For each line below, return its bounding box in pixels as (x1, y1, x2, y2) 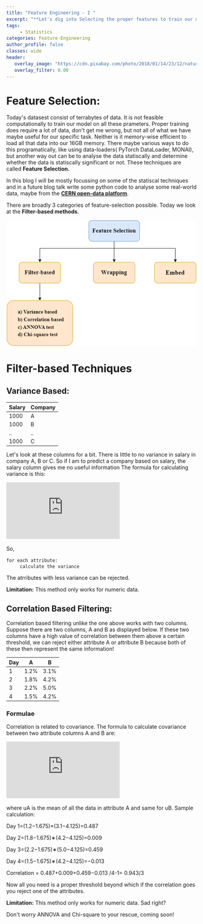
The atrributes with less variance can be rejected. (6, 574, 130, 582)
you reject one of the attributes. (6, 888, 85, 895)
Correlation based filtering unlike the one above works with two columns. (6, 620, 188, 627)
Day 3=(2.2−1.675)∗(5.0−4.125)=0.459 (6, 846, 103, 853)
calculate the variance (19, 564, 80, 570)
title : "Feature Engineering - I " (6, 10, 96, 16)
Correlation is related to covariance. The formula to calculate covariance (6, 723, 186, 730)
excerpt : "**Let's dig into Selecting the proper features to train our (6, 16, 193, 22)
